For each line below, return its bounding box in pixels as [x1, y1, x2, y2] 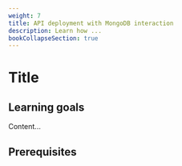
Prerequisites [8, 145, 77, 159]
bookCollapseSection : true [8, 34, 99, 43]
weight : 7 [8, 11, 42, 20]
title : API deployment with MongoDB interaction [8, 19, 174, 27]
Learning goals [8, 100, 85, 114]
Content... [8, 122, 42, 132]
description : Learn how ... [8, 26, 103, 34]
